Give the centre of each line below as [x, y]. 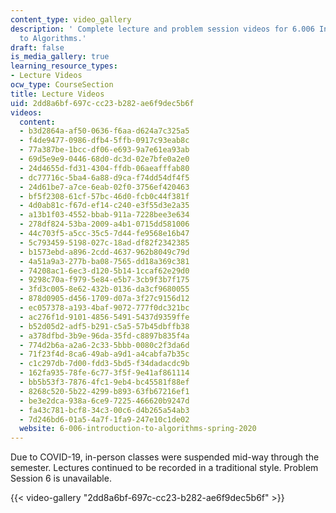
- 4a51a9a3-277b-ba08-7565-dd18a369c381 [104, 261]
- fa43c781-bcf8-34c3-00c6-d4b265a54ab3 [104, 410]
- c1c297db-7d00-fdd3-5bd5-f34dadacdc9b [104, 364]
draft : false [37, 47]
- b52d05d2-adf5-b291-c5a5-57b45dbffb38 [104, 326]
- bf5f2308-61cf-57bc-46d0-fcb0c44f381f [104, 196]
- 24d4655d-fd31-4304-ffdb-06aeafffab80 [104, 168]
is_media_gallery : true [60, 57]
